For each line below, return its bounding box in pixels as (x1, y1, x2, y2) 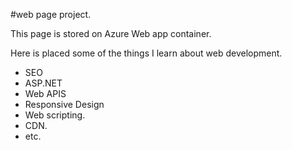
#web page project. (10, 9, 92, 20)
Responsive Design (24, 99, 105, 110)
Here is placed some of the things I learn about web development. (10, 47, 283, 59)
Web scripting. (24, 109, 86, 121)
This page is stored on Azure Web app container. (10, 28, 212, 39)
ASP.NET (24, 77, 63, 89)
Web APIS (24, 88, 67, 99)
